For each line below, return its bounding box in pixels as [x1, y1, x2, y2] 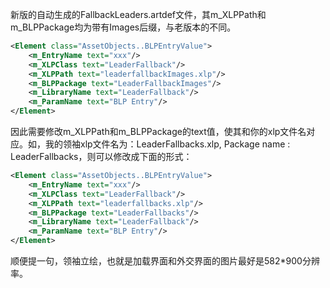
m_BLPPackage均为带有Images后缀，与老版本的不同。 [10, 21, 237, 33]
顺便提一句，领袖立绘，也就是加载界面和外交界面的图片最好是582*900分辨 [10, 255, 320, 267]
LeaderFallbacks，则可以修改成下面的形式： [10, 151, 193, 162]
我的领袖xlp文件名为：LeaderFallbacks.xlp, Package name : [44, 138, 291, 150]
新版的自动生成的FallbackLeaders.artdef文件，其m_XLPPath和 [10, 9, 267, 20]
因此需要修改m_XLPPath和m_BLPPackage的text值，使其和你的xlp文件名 [10, 126, 307, 137]
